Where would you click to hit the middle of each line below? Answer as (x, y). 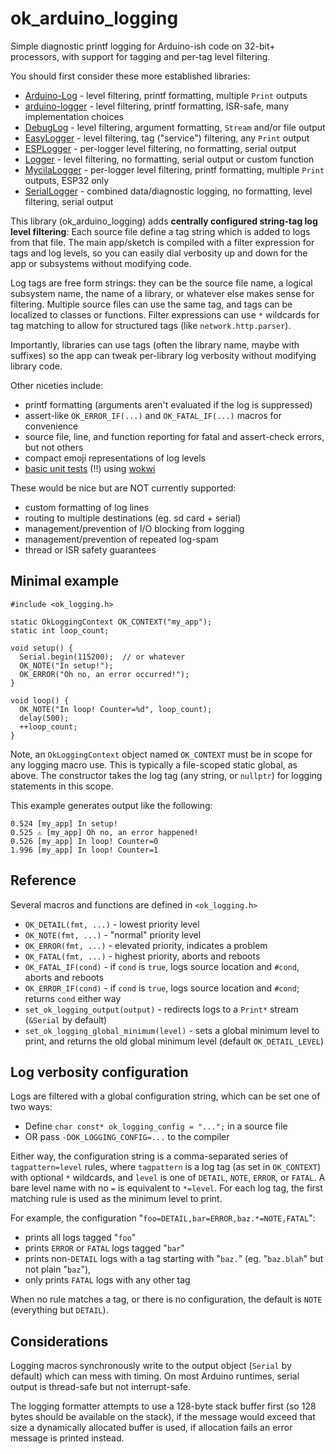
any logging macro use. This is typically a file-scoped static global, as (154, 764)
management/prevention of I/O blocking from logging (134, 528)
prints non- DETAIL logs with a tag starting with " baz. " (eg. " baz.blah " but (174, 1259)
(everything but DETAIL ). (59, 1310)
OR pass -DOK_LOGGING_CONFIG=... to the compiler (127, 1137)
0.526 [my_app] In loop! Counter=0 (84, 841)
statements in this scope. (62, 786)
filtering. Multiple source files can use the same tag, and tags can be (151, 304)
